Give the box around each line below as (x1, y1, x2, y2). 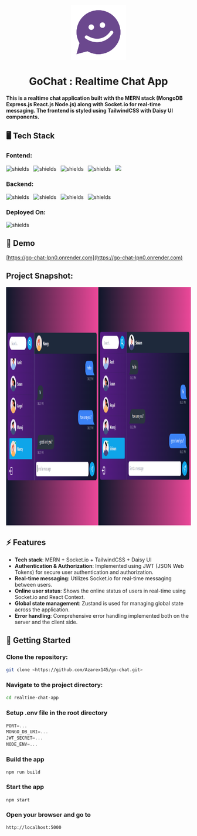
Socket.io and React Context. (14, 593, 85, 600)
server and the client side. (14, 618, 78, 625)
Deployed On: (6, 208, 46, 216)
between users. (14, 581, 53, 588)
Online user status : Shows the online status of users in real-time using (14, 587, 186, 594)
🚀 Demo (6, 238, 35, 248)
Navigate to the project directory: (6, 681, 103, 689)
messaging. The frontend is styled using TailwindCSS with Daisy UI (6, 107, 173, 114)
